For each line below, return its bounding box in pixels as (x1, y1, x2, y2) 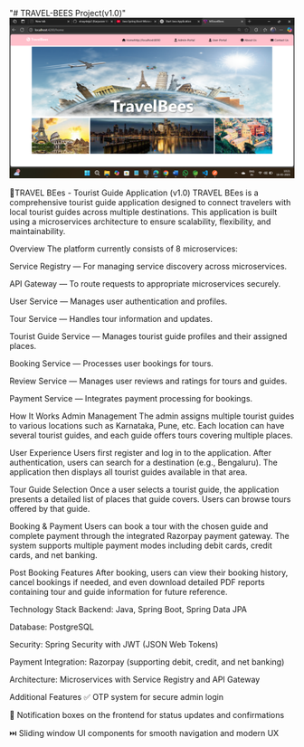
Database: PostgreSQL (9, 621, 95, 632)
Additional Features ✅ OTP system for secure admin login (9, 691, 224, 702)
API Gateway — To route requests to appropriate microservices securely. (9, 278, 281, 288)
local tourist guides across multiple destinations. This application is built (9, 206, 278, 217)
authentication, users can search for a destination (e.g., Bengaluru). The (9, 457, 278, 468)
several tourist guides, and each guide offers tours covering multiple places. (9, 430, 293, 440)
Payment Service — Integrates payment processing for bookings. (9, 392, 253, 403)
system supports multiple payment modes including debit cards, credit (9, 540, 273, 551)
